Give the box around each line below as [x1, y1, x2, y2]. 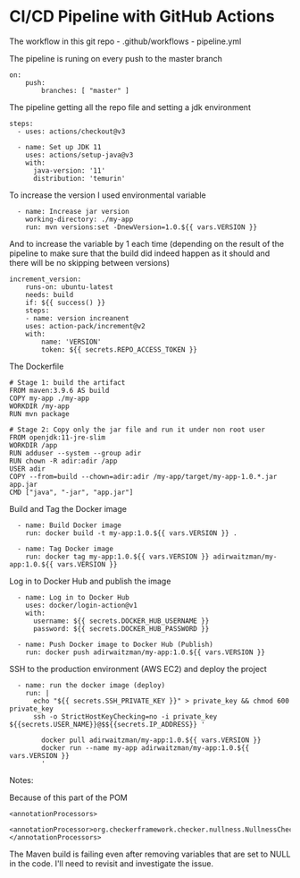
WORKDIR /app [9, 440, 58, 449]
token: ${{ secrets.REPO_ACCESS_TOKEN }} [41, 345, 198, 354]
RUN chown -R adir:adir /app [9, 456, 118, 465]
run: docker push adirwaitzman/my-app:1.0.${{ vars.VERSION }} [25, 647, 266, 657]
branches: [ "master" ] [41, 86, 129, 95]
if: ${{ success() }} [25, 298, 105, 307]
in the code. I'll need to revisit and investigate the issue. [9, 857, 214, 869]
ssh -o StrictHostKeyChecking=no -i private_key [32, 712, 218, 721]
